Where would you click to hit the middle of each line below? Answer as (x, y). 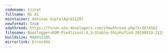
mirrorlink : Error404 (28, 42)
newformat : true (22, 24)
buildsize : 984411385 (28, 38)
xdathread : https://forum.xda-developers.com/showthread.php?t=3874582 (81, 28)
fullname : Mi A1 (22, 14)
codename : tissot (23, 10)
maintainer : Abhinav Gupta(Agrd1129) (44, 19)
